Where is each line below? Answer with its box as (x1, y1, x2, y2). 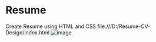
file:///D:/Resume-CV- (97, 23, 151, 30)
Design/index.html (5, 29, 50, 36)
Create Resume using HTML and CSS (5, 23, 97, 30)
